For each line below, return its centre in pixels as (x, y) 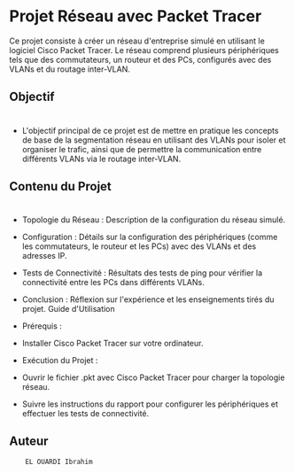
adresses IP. (44, 256)
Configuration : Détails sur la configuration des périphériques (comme (150, 237)
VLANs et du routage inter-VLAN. (70, 69)
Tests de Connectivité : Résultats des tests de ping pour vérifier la (142, 273)
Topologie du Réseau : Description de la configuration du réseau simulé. (154, 220)
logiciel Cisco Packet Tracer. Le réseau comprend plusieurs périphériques (144, 50)
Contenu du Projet (61, 186)
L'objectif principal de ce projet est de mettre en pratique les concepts (150, 130)
